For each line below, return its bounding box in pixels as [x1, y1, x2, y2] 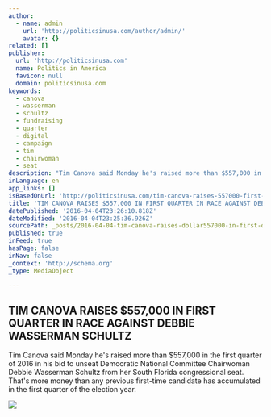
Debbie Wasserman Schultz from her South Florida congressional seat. [8, 368, 244, 377]
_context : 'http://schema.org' [8, 259, 114, 267]
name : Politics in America [15, 65, 106, 73]
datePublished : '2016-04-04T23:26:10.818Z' [8, 206, 157, 215]
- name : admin [15, 19, 63, 27]
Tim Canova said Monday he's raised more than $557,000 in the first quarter [8, 350, 262, 360]
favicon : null [15, 72, 63, 80]
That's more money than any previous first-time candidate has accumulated [8, 376, 261, 386]
